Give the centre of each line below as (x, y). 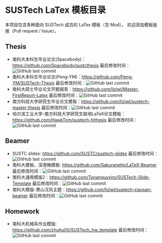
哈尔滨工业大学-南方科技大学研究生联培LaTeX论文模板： (69, 113)
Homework (22, 211)
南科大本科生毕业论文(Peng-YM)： (47, 76)
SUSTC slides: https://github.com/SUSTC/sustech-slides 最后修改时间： (85, 153)
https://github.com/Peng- (108, 76)
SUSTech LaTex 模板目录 (56, 10)
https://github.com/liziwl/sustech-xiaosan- (109, 189)
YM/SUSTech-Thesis (33, 83)
